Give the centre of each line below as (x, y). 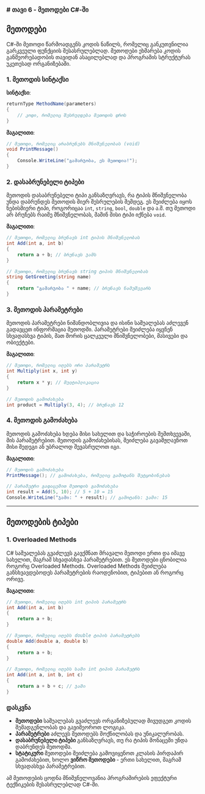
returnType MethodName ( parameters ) (52, 104)
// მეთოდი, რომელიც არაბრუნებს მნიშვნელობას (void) (73, 144)
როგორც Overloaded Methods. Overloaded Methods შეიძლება (86, 566)
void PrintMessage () (33, 149)
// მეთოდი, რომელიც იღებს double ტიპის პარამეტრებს (73, 636)
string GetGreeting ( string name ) (49, 277)
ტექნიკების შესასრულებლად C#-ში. (53, 785)
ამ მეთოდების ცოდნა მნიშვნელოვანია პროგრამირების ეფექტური (92, 778)
